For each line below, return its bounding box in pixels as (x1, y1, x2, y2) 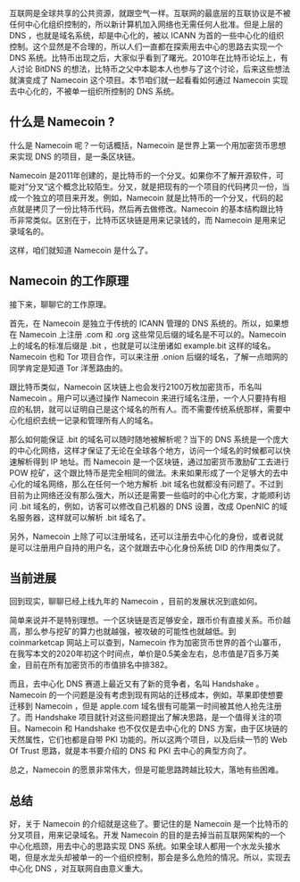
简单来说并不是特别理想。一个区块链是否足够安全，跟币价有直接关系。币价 (9, 615, 283, 626)
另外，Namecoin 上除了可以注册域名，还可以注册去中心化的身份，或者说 (9, 530, 276, 542)
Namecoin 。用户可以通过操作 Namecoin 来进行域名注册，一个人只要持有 (9, 392, 279, 404)
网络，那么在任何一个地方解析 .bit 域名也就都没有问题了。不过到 (47, 478, 284, 489)
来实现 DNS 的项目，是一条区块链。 (9, 151, 140, 162)
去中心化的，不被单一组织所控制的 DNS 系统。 (9, 86, 179, 96)
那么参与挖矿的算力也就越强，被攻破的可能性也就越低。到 (24, 626, 237, 637)
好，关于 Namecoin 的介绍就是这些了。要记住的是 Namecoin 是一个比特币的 (9, 819, 288, 829)
